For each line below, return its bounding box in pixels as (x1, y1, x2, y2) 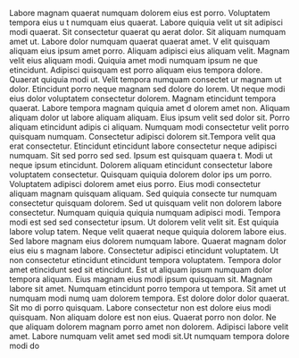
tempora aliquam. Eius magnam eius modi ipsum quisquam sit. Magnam (9, 274, 273, 285)
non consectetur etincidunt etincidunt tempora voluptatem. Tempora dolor (9, 255, 282, 265)
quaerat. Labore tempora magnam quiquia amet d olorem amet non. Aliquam (9, 103, 290, 113)
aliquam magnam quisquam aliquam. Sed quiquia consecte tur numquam (9, 188, 278, 199)
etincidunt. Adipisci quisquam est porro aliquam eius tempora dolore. (9, 64, 263, 75)
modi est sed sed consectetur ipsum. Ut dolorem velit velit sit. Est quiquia (9, 217, 279, 227)
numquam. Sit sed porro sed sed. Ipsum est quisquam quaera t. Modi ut (9, 150, 273, 160)
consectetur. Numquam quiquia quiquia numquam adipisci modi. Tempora (9, 208, 281, 217)
